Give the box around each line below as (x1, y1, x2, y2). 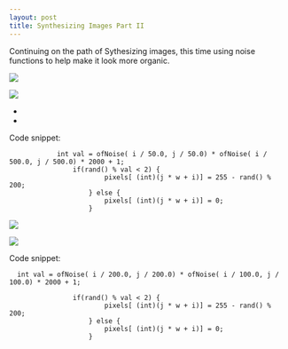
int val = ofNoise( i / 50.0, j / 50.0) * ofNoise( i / (56, 149, 268, 158)
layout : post (9, 12, 58, 22)
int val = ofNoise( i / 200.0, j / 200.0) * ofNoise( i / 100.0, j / (17, 270, 279, 279)
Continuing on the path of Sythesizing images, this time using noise (9, 45, 255, 56)
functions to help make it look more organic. (9, 55, 170, 66)
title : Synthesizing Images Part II (9, 21, 144, 30)
